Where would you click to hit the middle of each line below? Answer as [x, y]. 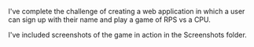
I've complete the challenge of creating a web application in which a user [127, 11]
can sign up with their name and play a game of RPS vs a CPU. [109, 20]
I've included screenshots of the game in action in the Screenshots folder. [128, 35]
